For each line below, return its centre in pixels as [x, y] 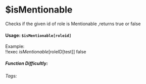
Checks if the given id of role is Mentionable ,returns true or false [73, 24]
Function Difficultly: [27, 63]
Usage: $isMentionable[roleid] [38, 35]
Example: [15, 46]
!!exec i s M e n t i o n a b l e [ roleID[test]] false [46, 52]
